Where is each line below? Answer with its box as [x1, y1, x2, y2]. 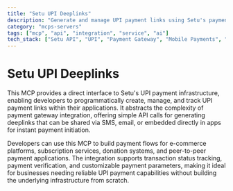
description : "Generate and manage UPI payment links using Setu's [7, 17, 207, 24]
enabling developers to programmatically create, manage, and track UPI [7, 97, 213, 105]
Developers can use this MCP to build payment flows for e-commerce [7, 140, 207, 148]
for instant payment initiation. [7, 126, 91, 134]
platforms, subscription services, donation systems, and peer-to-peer [7, 147, 207, 155]
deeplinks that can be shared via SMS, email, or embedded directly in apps [7, 119, 222, 127]
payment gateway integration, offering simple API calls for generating [7, 111, 206, 119]
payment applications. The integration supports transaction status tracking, [7, 154, 223, 163]
